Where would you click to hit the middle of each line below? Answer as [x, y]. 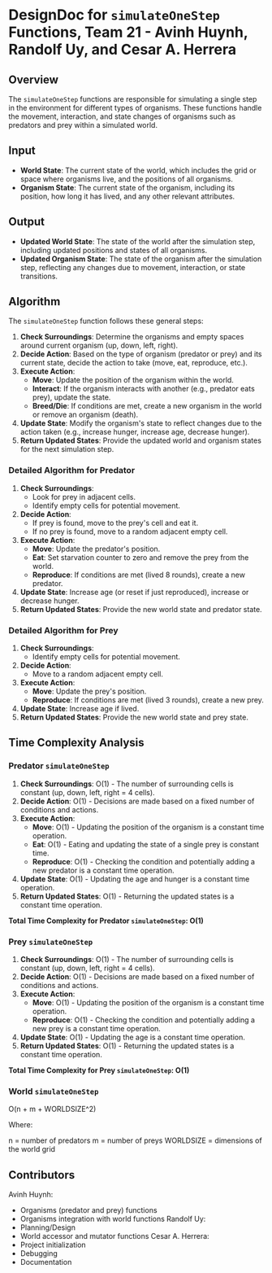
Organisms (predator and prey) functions [89, 1210]
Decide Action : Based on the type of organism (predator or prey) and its [141, 354]
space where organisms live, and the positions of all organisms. [126, 179]
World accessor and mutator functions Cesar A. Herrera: [114, 1236]
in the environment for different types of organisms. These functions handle [135, 108]
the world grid [32, 1149]
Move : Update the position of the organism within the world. [133, 380]
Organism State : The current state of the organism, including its [127, 187]
